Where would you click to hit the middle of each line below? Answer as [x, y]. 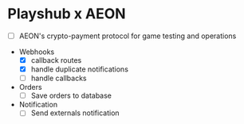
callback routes [56, 60]
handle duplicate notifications [80, 69]
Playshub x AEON [67, 14]
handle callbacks [59, 78]
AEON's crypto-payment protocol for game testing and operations [128, 36]
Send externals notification [75, 113]
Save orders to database [71, 95]
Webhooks [37, 52]
